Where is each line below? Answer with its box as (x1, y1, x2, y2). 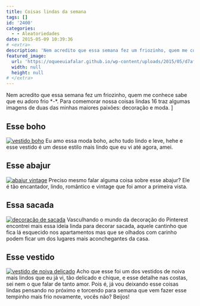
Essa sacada (6, 200, 54, 210)
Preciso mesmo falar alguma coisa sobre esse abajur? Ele (48, 176, 190, 183)
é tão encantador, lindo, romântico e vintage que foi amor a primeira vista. (6, 183, 187, 190)
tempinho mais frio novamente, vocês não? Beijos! (6, 293, 130, 301)
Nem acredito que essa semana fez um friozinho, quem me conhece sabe (6, 92, 187, 99)
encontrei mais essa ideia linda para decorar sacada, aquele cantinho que (6, 222, 187, 229)
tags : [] (6, 14, 28, 20)
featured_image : (6, 53, 46, 59)
